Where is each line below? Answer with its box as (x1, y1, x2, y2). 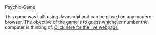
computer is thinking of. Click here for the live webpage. (5, 24, 119, 30)
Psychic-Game (5, 4, 36, 10)
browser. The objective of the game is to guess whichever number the (5, 19, 148, 25)
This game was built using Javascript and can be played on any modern (5, 14, 152, 19)
